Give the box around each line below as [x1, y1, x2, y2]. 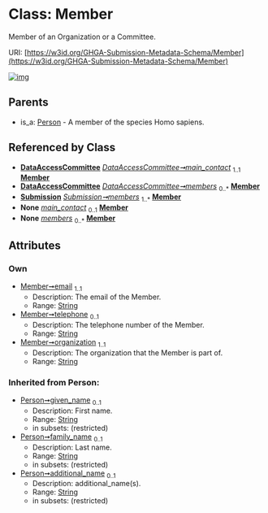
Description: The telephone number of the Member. [32, 320, 205, 329]
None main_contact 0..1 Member [19, 202, 128, 214]
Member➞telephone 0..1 [19, 310, 99, 321]
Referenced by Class [8, 141, 116, 154]
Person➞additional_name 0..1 [19, 468, 116, 480]
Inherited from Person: [8, 376, 100, 388]
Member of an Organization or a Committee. [8, 32, 156, 41]
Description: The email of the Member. [32, 292, 162, 302]
